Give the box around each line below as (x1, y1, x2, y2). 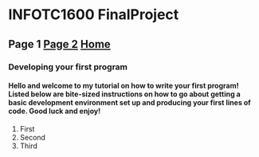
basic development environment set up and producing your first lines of (8, 98, 251, 108)
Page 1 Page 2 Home (8, 37, 112, 51)
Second (19, 132, 46, 142)
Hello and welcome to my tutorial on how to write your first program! (8, 81, 239, 91)
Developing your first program (8, 61, 128, 73)
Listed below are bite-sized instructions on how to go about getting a (8, 89, 241, 99)
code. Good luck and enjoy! (8, 106, 101, 116)
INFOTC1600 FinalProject (8, 6, 179, 24)
